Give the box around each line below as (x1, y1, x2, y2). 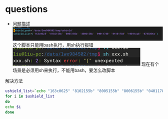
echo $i (5, 104, 21, 109)
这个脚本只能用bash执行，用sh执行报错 (12, 42, 93, 48)
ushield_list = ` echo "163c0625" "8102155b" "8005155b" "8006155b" (5, 88, 144, 93)
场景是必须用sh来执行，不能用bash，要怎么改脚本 (12, 67, 115, 73)
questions (5, 3, 48, 15)
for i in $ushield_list (5, 94, 55, 99)
